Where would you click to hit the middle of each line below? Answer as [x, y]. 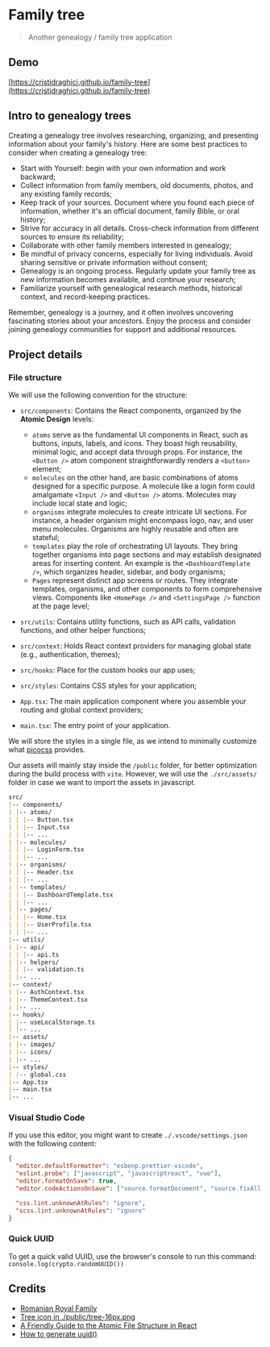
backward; [38, 177]
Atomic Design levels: [57, 419]
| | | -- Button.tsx [41, 820]
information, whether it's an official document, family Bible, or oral [130, 210]
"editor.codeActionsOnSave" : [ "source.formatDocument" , [111, 1188]
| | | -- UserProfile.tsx [50, 925]
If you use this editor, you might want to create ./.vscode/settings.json [128, 1135]
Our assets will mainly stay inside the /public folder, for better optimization [133, 765]
